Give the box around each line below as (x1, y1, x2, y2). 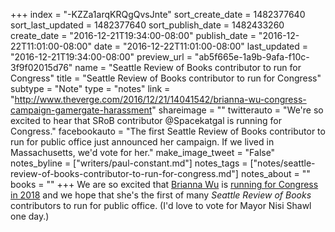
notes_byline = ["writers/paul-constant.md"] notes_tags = (10, 157, 248, 169)
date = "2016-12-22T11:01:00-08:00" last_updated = (93, 40, 309, 52)
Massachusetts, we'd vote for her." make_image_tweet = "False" (10, 147, 276, 158)
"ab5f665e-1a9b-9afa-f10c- (194, 51, 310, 63)
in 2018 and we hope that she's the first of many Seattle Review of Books (10, 189, 312, 201)
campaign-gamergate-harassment (10, 104, 153, 116)
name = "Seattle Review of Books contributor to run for (74, 62, 302, 73)
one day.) (10, 210, 50, 222)
